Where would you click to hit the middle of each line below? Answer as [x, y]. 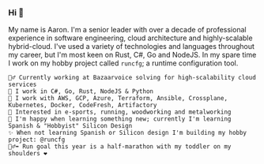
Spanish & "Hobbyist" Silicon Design [70, 126]
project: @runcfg [37, 140]
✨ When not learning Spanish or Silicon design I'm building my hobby [128, 133]
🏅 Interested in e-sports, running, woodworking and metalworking [120, 112]
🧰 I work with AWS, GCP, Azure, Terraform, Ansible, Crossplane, [118, 99]
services [23, 85]
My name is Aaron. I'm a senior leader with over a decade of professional [127, 30]
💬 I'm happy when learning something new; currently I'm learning [120, 119]
